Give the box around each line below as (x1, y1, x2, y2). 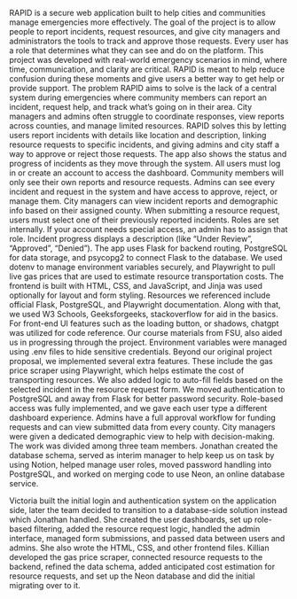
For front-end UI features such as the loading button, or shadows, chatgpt (9, 318, 279, 329)
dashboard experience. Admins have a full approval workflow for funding (9, 412, 277, 423)
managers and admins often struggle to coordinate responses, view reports (9, 111, 285, 121)
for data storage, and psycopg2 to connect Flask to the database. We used (9, 253, 283, 262)
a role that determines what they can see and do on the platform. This (9, 45, 264, 56)
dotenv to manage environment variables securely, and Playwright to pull (9, 261, 276, 272)
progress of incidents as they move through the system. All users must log (9, 159, 281, 168)
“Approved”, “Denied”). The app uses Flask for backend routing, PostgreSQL (9, 243, 288, 253)
